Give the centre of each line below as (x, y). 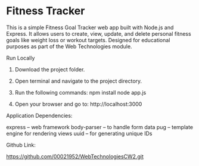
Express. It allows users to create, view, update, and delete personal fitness (99, 33)
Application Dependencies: (39, 115)
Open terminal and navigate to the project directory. (78, 81)
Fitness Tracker (46, 11)
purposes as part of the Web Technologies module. (69, 46)
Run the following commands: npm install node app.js (80, 92)
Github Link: (21, 145)
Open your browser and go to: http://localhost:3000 (78, 104)
